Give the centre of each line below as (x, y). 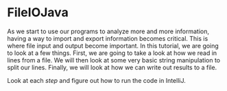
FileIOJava (38, 13)
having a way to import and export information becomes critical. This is (108, 38)
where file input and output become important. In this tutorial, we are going (113, 45)
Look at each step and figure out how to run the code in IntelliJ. (97, 80)
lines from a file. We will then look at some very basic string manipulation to (114, 60)
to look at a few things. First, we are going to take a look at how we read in (112, 53)
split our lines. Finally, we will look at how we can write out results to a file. (112, 67)
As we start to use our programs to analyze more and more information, (108, 31)
